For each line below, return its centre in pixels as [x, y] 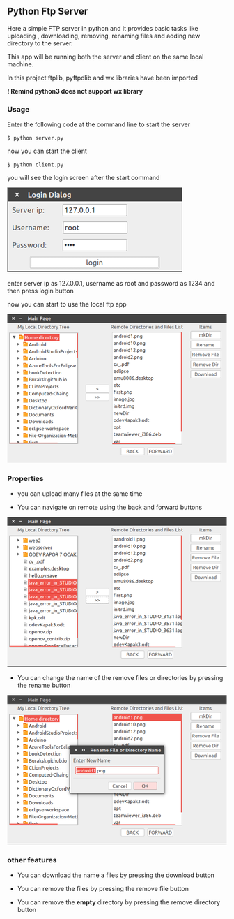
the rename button [44, 685]
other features [32, 860]
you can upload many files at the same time [80, 494]
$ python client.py [36, 165]
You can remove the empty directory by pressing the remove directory [119, 902]
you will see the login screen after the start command [84, 178]
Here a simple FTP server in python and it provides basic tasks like [103, 28]
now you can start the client [47, 151]
